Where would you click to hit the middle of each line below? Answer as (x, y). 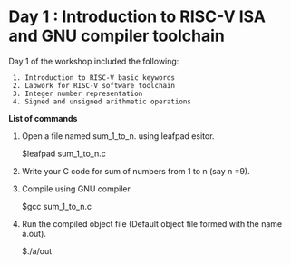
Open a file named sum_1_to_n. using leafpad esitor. (118, 136)
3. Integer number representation (78, 93)
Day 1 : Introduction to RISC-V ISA (137, 17)
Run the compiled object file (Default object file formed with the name (152, 223)
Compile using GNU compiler (76, 189)
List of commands (43, 118)
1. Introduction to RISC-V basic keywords (94, 78)
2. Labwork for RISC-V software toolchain (94, 85)
